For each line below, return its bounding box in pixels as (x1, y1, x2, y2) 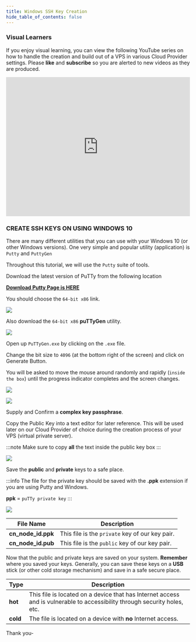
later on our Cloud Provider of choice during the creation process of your (6, 426, 182, 433)
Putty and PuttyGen (6, 250, 52, 257)
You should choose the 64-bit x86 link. (6, 295, 100, 302)
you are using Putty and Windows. (6, 484, 89, 491)
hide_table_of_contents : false (6, 14, 82, 20)
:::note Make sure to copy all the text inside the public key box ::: (6, 443, 162, 451)
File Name (17, 520, 46, 528)
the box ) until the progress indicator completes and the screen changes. (6, 375, 180, 383)
